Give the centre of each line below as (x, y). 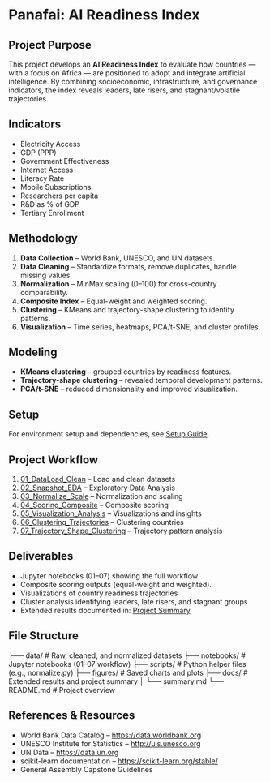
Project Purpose (50, 45)
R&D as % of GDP (49, 204)
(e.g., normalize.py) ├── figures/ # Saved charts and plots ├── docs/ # (129, 672)
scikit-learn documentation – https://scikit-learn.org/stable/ (119, 761)
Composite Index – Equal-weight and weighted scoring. (114, 301)
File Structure (43, 636)
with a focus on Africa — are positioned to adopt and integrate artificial (127, 73)
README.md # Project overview (62, 690)
